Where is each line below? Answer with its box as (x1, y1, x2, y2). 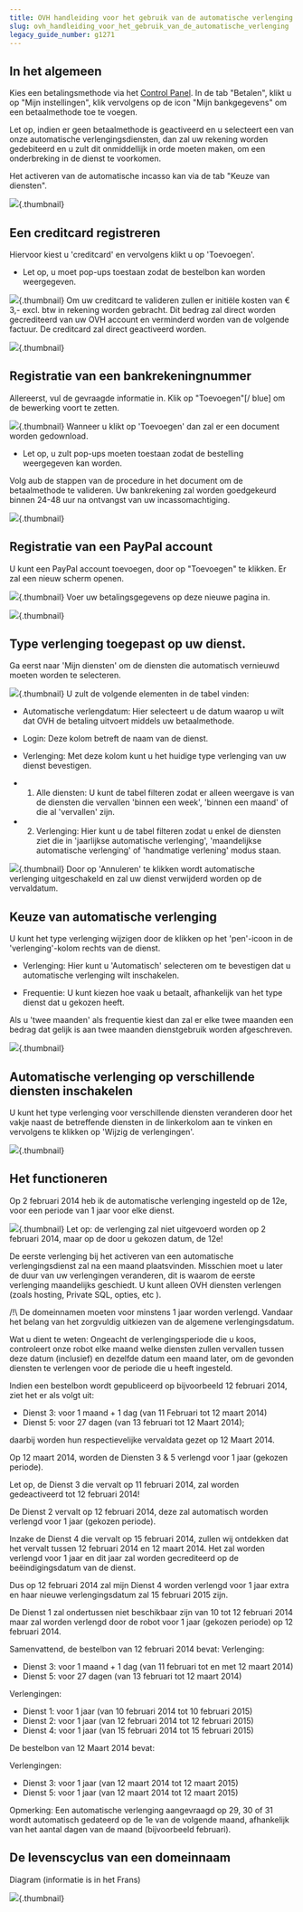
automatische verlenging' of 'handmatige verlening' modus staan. (35, 845, 282, 856)
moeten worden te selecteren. (9, 670, 121, 681)
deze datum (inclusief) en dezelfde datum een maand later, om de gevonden (9, 1353, 294, 1364)
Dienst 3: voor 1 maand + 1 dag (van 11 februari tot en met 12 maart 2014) (22, 1661, 294, 1671)
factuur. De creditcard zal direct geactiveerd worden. (9, 324, 207, 335)
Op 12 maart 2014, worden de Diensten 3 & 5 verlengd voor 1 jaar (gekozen (9, 1452, 289, 1462)
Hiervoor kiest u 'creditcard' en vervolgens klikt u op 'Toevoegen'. (9, 250, 255, 260)
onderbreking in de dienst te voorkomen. (9, 153, 162, 164)
